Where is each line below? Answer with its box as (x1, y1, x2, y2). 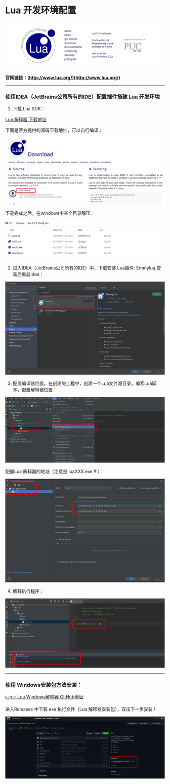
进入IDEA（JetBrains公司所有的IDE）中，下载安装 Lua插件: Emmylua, (12, 264, 157, 271)
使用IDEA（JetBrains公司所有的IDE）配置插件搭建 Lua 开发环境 (5, 93, 160, 100)
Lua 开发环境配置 (5, 5, 77, 16)
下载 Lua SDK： (12, 105, 46, 111)
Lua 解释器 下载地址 (5, 116, 47, 122)
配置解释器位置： (21, 387, 57, 393)
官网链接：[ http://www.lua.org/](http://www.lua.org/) (5, 74, 120, 81)
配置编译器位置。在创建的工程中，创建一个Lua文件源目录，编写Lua (12, 380, 152, 386)
